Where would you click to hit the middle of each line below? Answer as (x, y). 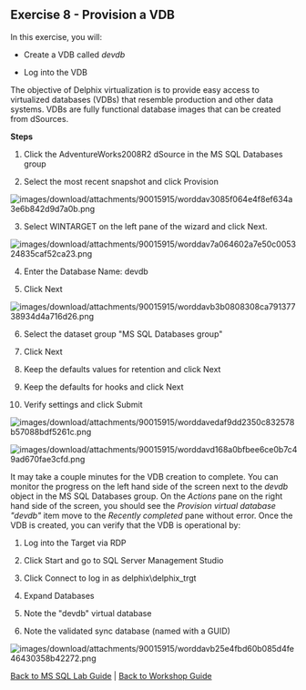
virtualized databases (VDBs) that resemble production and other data (142, 99)
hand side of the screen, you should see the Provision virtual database (143, 505)
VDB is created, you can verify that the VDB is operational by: (125, 525)
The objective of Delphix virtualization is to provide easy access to (135, 89)
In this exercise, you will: (56, 36)
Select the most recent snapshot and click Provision (121, 181)
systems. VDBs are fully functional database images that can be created (146, 109)
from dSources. (40, 118)
